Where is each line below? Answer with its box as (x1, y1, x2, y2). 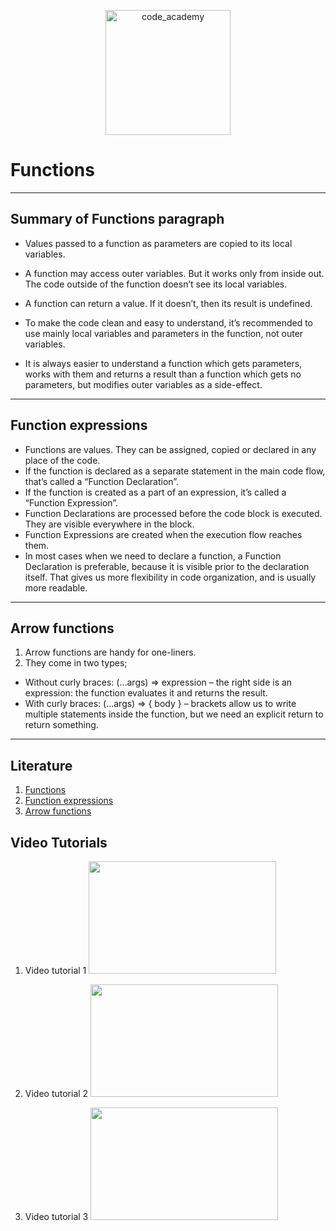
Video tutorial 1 (24, 965, 87, 976)
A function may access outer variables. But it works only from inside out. (24, 267, 325, 279)
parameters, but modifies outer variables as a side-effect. (24, 378, 263, 390)
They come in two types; (24, 657, 128, 669)
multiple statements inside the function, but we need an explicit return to (24, 708, 324, 720)
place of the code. (24, 454, 101, 466)
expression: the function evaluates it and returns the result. (24, 687, 268, 699)
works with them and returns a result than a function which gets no (24, 368, 302, 380)
